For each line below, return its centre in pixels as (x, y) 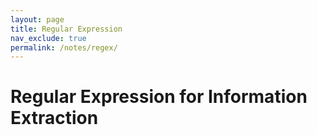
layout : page (37, 19)
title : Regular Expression (66, 29)
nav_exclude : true (48, 38)
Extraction (54, 118)
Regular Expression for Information (159, 97)
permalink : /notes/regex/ (64, 47)
